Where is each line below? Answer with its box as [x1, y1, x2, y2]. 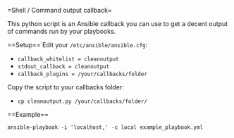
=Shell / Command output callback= [7, 6, 113, 14]
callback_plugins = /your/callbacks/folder [17, 70, 148, 77]
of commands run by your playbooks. [7, 27, 116, 35]
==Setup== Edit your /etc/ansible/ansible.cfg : [7, 41, 148, 49]
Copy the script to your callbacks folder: [7, 83, 125, 91]
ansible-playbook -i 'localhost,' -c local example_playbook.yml [7, 124, 203, 131]
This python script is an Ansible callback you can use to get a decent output [7, 20, 228, 27]
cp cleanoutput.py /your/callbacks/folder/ [17, 98, 148, 105]
